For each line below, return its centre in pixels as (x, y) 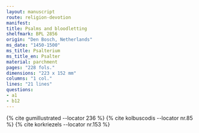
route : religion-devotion (38, 17)
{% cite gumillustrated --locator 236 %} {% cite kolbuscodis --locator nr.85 (100, 118)
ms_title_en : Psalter (33, 56)
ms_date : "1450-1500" (33, 46)
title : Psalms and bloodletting (47, 28)
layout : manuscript (31, 12)
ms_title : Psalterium (33, 51)
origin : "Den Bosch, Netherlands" (50, 40)
